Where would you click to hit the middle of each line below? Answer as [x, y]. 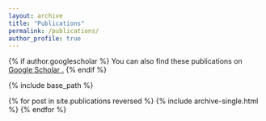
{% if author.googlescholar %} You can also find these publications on [125, 61]
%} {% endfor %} [38, 110]
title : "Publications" [46, 23]
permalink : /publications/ [54, 31]
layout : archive [36, 16]
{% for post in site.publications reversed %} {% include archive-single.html [133, 101]
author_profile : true [45, 38]
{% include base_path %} [51, 86]
